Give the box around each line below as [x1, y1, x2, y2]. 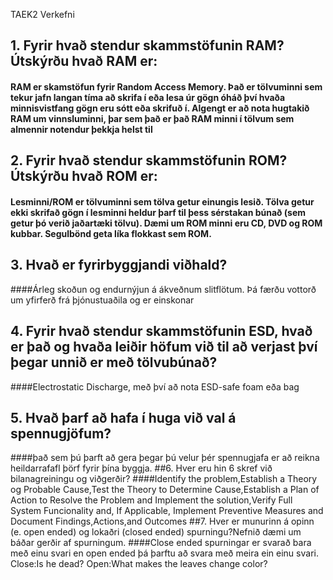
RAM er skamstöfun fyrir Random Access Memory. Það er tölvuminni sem [10, 80, 323, 93]
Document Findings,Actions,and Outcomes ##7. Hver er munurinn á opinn [10, 515, 315, 528]
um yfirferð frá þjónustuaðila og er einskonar [10, 294, 195, 306]
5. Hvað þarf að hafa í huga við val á [10, 409, 237, 426]
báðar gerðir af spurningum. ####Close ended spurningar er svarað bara [10, 537, 312, 549]
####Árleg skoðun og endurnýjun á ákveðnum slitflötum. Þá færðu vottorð [10, 283, 317, 295]
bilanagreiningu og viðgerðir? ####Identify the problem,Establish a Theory [10, 473, 318, 485]
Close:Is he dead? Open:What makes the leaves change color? [10, 558, 268, 570]
